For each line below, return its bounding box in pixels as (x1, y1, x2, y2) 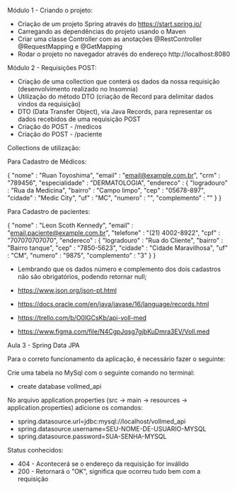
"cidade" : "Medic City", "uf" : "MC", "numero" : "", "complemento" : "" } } (7, 194, 221, 202)
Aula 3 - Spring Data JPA (7, 341, 80, 349)
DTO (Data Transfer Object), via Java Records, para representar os (17, 108, 212, 115)
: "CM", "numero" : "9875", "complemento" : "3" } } (7, 251, 156, 259)
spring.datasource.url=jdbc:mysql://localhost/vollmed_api (17, 417, 186, 426)
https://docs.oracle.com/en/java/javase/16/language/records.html (17, 300, 209, 308)
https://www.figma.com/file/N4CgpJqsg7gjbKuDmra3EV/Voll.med (17, 327, 210, 336)
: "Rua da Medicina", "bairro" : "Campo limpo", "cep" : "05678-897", (7, 186, 205, 194)
